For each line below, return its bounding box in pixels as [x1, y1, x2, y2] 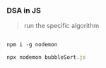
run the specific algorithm [23, 22, 100, 30]
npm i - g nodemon [6, 41, 58, 48]
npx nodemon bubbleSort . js [6, 54, 86, 61]
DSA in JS [6, 6, 42, 15]
